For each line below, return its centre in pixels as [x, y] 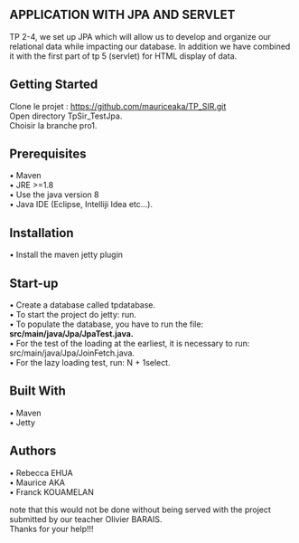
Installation [42, 233]
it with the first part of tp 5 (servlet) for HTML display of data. [123, 56]
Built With [37, 391]
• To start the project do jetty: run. [73, 315]
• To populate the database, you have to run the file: [107, 324]
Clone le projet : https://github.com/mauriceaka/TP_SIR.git [118, 106]
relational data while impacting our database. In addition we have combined [150, 46]
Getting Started [54, 85]
